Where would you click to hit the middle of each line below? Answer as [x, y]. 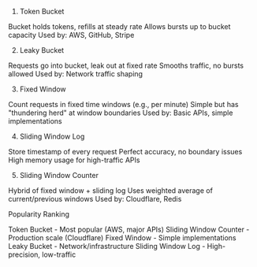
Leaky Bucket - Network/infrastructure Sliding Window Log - [107, 246]
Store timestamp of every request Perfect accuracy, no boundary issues [125, 152]
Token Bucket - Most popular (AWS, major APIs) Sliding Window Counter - [129, 229]
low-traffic [59, 254]
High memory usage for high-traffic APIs [74, 160]
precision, [24, 254]
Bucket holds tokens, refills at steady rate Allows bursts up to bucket [119, 26]
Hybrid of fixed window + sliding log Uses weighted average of [110, 191]
